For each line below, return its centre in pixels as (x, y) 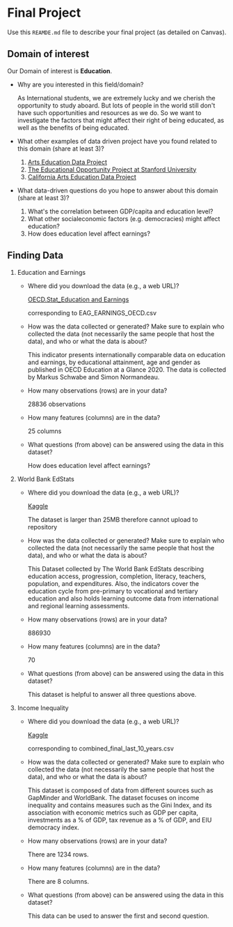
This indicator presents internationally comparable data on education (127, 354)
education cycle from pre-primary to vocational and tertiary (113, 591)
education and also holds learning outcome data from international (123, 598)
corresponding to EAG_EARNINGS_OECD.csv (92, 312)
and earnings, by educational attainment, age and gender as (114, 362)
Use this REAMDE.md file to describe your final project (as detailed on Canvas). (117, 32)
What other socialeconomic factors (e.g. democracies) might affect (124, 218)
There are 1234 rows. (58, 854)
